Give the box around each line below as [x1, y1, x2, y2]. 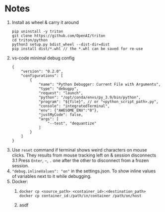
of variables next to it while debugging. [11, 173, 92, 179]
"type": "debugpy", [38, 86, 79, 91]
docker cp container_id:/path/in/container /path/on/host [19, 193, 142, 198]
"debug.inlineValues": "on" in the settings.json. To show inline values [11, 168, 156, 174]
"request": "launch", [38, 90, 83, 96]
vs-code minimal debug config [11, 55, 75, 61]
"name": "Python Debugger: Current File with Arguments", [38, 82, 161, 87]
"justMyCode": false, [38, 112, 83, 117]
